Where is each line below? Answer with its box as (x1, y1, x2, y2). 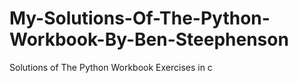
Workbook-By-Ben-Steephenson (9, 28, 289, 51)
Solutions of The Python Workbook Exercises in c (9, 61, 213, 73)
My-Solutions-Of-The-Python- (9, 7, 271, 30)
